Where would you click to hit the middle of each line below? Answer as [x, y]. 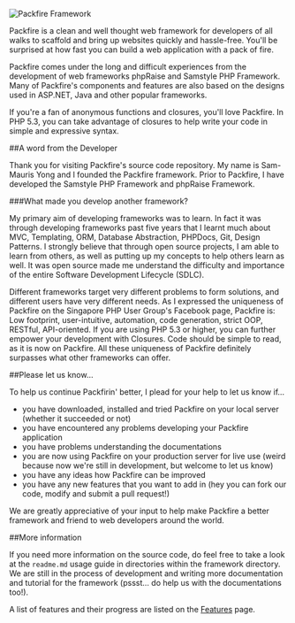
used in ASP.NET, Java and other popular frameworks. [108, 95]
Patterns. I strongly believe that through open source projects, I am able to [144, 246]
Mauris [22, 174]
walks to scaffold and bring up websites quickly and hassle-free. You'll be [144, 40]
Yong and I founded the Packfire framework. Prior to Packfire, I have [160, 174]
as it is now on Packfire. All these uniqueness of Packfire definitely [130, 348]
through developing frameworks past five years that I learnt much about [140, 227]
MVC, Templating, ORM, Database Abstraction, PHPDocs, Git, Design [135, 237]
